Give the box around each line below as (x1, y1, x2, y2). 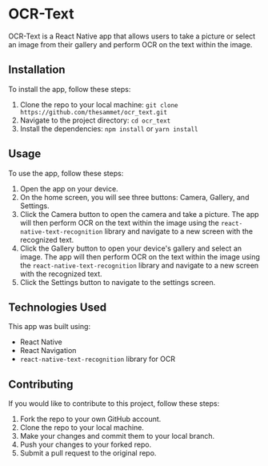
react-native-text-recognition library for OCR (19, 354, 176, 364)
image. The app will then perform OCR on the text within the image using (19, 251, 260, 261)
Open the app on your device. (19, 183, 118, 193)
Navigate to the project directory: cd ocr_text (19, 115, 171, 125)
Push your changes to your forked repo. (19, 440, 152, 449)
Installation (8, 63, 66, 77)
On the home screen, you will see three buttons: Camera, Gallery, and (19, 192, 250, 202)
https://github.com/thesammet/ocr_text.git (19, 108, 168, 116)
